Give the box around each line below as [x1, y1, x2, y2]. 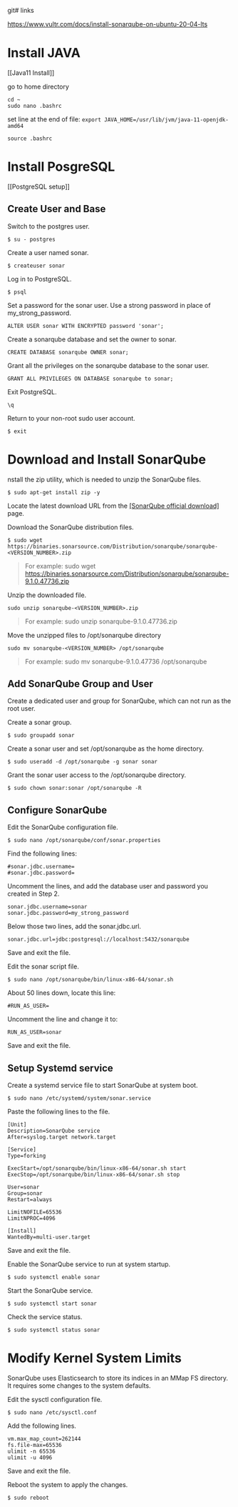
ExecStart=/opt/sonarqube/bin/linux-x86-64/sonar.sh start [7, 1165, 187, 1172]
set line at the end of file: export [7, 114, 102, 124]
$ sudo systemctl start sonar [7, 1300, 98, 1308]
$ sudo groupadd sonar [7, 732, 75, 739]
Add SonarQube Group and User [7, 678, 153, 690]
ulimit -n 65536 [7, 1448, 56, 1455]
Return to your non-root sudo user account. [7, 414, 135, 422]
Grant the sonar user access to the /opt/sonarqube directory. [7, 771, 187, 779]
